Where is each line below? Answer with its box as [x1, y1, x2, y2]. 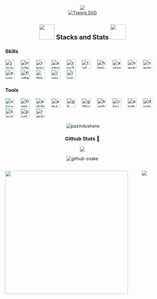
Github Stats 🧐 [65, 135, 100, 142]
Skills [5, 48, 19, 55]
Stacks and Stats [56, 33, 109, 41]
